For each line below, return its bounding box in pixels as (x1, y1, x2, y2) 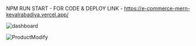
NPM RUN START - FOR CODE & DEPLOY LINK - (6, 5, 123, 12)
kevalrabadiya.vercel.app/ (6, 11, 69, 18)
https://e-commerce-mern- (124, 5, 191, 12)
